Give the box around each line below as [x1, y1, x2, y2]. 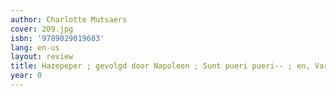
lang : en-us [10, 42, 60, 53]
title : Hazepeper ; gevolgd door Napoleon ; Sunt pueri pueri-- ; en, [10, 61, 311, 71]
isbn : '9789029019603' [10, 33, 105, 43]
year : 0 [10, 71, 43, 81]
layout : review [10, 52, 74, 62]
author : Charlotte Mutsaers [10, 14, 128, 25]
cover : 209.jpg [10, 24, 74, 34]
